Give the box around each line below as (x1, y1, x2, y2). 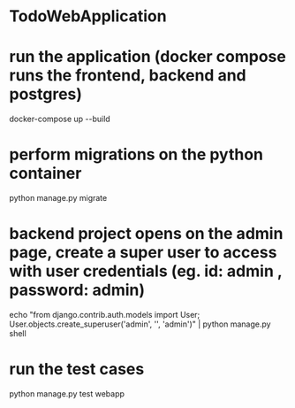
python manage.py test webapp (9, 388, 125, 399)
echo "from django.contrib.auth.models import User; (9, 310, 200, 319)
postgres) (9, 84, 82, 104)
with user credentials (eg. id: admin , (9, 261, 283, 281)
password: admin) (9, 281, 146, 300)
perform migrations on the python (9, 144, 263, 165)
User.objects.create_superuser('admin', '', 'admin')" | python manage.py (9, 319, 271, 329)
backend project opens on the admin (9, 224, 284, 244)
